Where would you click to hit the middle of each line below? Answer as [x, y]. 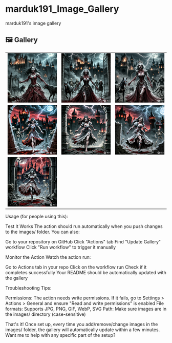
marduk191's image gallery [33, 23]
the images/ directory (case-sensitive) [46, 314]
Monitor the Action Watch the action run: [48, 257]
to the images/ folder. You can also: [43, 232]
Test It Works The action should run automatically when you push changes [84, 226]
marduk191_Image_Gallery [62, 9]
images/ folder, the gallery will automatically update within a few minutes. [83, 330]
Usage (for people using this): [37, 216]
